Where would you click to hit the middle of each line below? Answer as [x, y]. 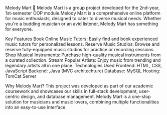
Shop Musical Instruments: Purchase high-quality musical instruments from [83, 55]
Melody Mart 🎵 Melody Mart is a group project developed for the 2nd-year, [82, 8]
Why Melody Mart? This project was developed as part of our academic [79, 86]
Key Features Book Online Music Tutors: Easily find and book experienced [81, 39]
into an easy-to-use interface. [36, 107]
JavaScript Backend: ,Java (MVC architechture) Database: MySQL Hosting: [83, 71]
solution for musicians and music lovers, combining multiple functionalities [82, 102]
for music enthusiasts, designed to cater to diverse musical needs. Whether [83, 18]
